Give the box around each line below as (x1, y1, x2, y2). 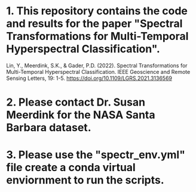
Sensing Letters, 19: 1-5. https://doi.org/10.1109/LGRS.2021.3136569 (6, 75, 172, 82)
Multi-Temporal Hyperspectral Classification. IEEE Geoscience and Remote (6, 68, 191, 75)
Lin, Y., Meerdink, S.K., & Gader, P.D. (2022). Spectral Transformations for (6, 61, 188, 69)
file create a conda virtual (6, 161, 136, 174)
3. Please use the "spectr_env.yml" (6, 148, 185, 162)
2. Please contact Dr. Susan (6, 95, 145, 109)
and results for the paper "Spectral (6, 17, 183, 30)
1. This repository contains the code (6, 4, 188, 18)
